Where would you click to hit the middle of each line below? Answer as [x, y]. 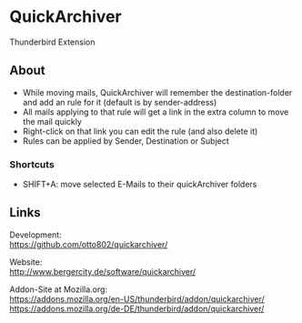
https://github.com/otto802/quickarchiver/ [89, 244]
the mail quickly [52, 121]
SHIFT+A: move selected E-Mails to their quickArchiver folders [140, 185]
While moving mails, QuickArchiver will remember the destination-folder [157, 92]
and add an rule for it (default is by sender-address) [120, 102]
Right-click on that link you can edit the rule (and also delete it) [140, 131]
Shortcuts [32, 164]
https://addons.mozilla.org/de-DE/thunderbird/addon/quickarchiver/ [137, 308]
